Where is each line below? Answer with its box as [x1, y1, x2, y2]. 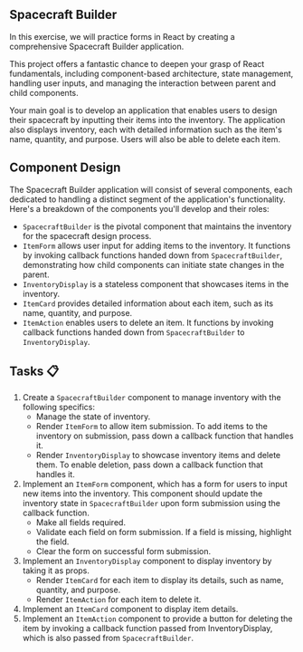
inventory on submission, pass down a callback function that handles [35, 430, 294, 442]
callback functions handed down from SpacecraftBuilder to [22, 326, 245, 338]
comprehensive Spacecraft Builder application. [9, 41, 185, 52]
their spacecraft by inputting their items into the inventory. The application [9, 114, 286, 125]
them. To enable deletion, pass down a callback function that [35, 459, 264, 470]
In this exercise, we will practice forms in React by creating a [9, 31, 235, 42]
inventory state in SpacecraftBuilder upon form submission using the [22, 498, 280, 509]
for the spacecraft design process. [22, 230, 152, 241]
